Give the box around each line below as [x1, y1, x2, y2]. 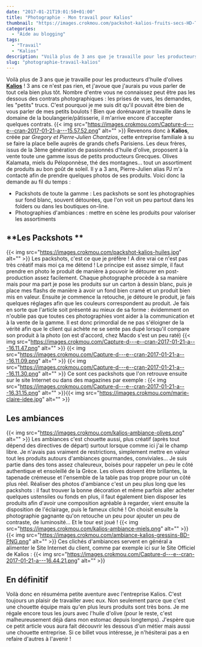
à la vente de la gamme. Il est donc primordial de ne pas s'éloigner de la [6, 319, 185, 326]
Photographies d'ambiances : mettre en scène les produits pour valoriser [14, 209, 196, 216]
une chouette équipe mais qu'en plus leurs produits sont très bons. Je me [6, 603, 189, 610]
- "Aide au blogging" [11, 31, 66, 37]
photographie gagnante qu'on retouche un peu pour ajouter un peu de [6, 512, 180, 519]
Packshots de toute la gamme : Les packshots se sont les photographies [14, 190, 195, 197]
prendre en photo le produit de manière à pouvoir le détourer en [6, 268, 164, 275]
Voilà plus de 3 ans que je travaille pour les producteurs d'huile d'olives [6, 76, 183, 83]
